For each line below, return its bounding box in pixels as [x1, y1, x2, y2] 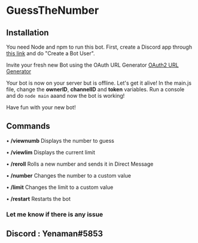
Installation [6, 28, 49, 38]
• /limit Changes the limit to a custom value [6, 184, 114, 191]
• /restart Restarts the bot [6, 195, 71, 202]
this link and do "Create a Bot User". [6, 50, 95, 57]
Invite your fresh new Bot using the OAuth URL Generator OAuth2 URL [6, 61, 179, 68]
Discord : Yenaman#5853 [6, 229, 103, 239]
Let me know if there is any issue [6, 210, 103, 218]
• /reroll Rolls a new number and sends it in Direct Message [6, 160, 154, 167]
